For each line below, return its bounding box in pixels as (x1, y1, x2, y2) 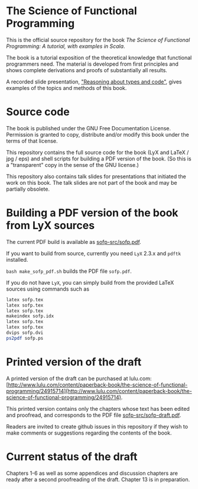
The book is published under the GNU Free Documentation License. (6, 124, 171, 131)
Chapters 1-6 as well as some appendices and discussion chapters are (6, 469, 178, 477)
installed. (6, 256, 28, 263)
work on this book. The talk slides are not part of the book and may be (6, 179, 177, 186)
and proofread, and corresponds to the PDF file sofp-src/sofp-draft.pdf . (6, 411, 181, 419)
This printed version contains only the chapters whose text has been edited (6, 405, 190, 412)
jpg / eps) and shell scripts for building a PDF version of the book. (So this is (6, 155, 191, 162)
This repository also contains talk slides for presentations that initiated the (6, 173, 186, 180)
